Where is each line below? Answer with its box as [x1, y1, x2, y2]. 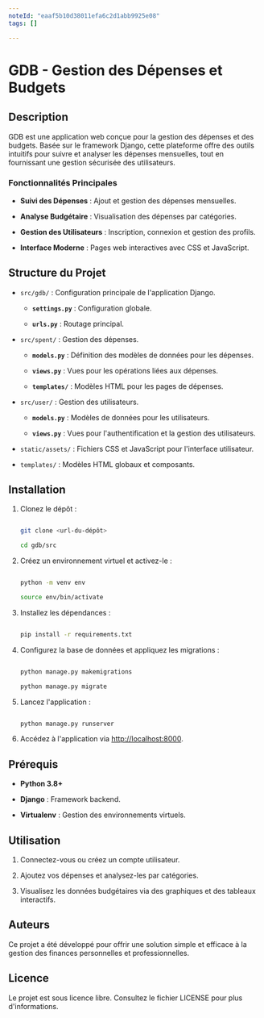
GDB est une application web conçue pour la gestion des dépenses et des [8, 131, 254, 141]
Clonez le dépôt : [19, 504, 77, 514]
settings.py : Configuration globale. [31, 303, 152, 313]
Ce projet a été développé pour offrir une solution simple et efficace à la [8, 939, 247, 949]
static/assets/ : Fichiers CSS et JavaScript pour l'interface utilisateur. [19, 444, 254, 453]
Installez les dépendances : [19, 607, 111, 617]
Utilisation [8, 833, 61, 847]
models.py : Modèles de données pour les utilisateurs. [31, 412, 210, 422]
